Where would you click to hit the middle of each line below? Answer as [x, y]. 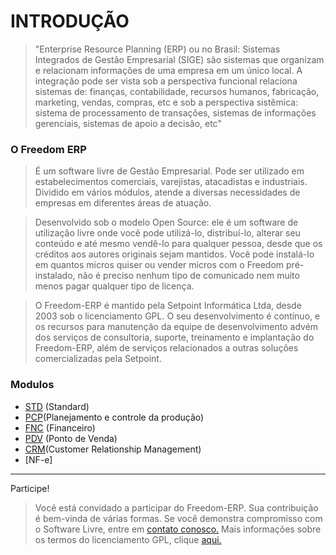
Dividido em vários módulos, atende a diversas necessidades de [167, 192]
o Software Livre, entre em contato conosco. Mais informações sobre [178, 529]
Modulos [32, 385]
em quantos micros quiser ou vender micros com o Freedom [159, 265]
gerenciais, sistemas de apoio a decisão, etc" [128, 123]
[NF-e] [38, 459]
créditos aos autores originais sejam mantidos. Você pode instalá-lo [174, 254]
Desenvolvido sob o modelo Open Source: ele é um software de [166, 222]
